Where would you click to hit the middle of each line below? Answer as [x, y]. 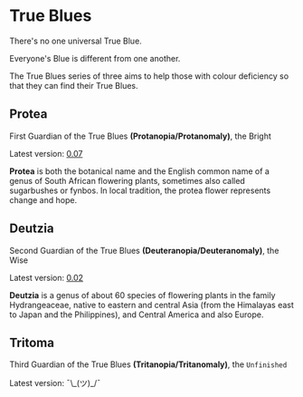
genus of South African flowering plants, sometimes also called [128, 180]
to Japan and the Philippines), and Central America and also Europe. [137, 315]
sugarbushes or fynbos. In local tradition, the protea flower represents [140, 190]
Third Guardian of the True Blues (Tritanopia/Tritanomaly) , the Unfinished [148, 364]
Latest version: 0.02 [47, 277]
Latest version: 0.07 [46, 153]
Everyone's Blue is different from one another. [95, 58]
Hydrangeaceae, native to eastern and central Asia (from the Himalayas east [151, 305]
